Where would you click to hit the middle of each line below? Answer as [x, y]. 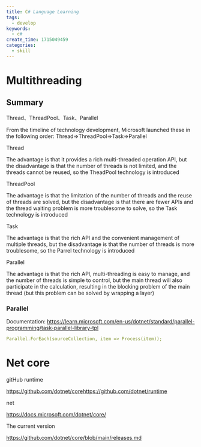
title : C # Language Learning [43, 12]
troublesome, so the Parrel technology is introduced [70, 250]
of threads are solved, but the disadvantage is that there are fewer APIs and [100, 202]
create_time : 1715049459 [37, 40]
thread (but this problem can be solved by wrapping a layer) [80, 293]
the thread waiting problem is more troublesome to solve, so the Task [92, 208]
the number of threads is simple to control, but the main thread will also [94, 280]
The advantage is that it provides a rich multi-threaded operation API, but [97, 159]
